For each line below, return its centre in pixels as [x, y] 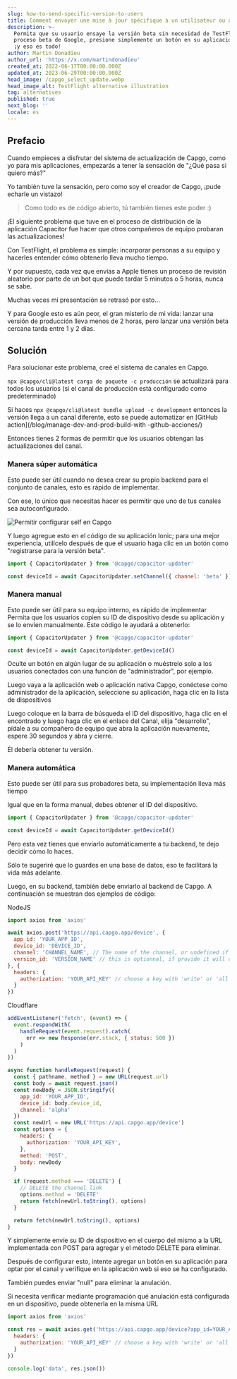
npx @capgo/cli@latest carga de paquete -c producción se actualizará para [118, 381]
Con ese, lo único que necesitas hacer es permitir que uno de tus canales [114, 501]
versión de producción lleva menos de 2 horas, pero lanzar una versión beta [118, 321]
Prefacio [26, 141]
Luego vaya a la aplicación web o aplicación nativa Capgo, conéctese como [117, 685]
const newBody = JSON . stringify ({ [64, 1090]
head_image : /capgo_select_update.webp [66, 79]
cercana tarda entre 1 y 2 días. [51, 328]
